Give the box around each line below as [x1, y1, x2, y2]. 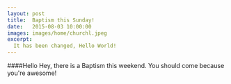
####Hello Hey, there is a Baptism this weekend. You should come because [7, 62, 225, 69]
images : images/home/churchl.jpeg [7, 29, 108, 37]
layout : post [7, 10, 45, 17]
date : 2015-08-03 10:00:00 [7, 23, 92, 30]
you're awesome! [7, 69, 57, 77]
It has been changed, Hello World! [13, 42, 117, 49]
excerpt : [7, 36, 33, 43]
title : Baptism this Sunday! [7, 17, 95, 24]
